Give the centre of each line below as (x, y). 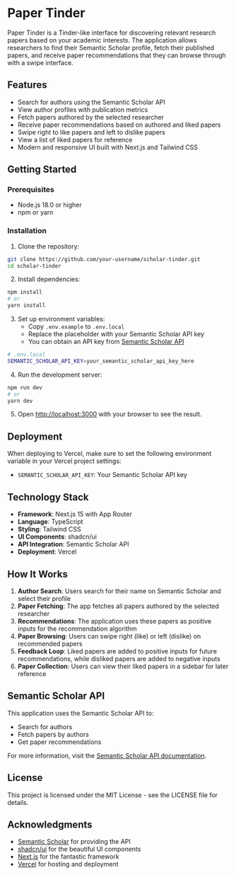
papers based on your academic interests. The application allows (102, 40)
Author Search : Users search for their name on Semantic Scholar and (119, 591)
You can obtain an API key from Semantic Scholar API (106, 342)
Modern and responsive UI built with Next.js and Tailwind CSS (108, 147)
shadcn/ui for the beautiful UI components (79, 849)
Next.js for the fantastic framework (68, 857)
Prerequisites (31, 190)
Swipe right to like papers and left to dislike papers (92, 132)
